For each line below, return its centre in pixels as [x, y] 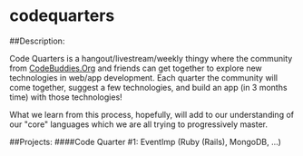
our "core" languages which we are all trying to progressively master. [139, 124]
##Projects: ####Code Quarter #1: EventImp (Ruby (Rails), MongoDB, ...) [145, 141]
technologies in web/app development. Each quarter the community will [144, 77]
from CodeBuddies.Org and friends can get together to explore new [136, 68]
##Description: [37, 41]
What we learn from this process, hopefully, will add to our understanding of [152, 114]
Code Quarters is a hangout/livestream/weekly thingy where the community [151, 58]
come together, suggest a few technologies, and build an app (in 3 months [148, 87]
